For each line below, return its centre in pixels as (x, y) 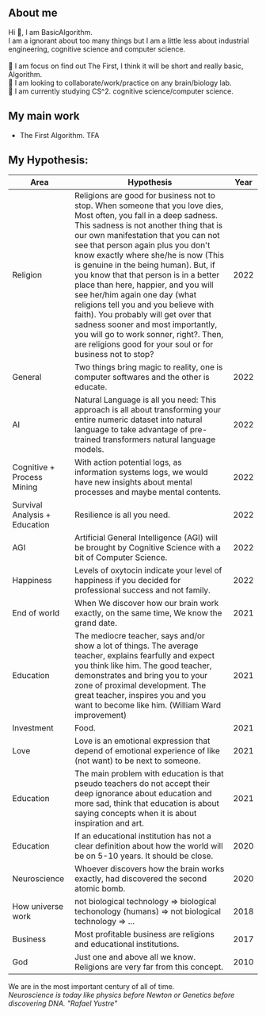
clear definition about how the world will (148, 846)
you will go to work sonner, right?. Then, (149, 335)
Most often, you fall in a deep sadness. (146, 216)
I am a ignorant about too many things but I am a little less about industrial (129, 40)
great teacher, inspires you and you (140, 696)
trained (87, 439)
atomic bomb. (100, 889)
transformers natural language (159, 439)
